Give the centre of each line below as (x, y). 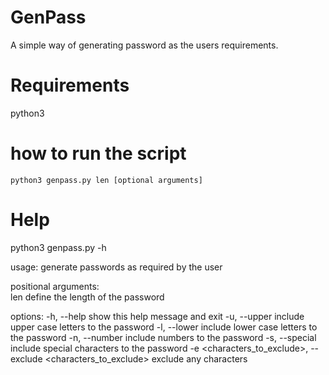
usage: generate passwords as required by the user (116, 267)
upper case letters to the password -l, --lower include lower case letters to (164, 327)
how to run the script (98, 153)
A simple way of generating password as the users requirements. (144, 45)
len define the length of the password (87, 297)
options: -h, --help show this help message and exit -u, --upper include (157, 316)
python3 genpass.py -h (58, 247)
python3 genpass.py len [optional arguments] (106, 180)
